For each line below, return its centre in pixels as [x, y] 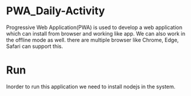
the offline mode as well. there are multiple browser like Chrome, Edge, [93, 40]
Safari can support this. [35, 46]
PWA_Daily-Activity [56, 11]
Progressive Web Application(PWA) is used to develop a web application [94, 27]
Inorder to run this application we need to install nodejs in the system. [91, 87]
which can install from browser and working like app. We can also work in [96, 33]
